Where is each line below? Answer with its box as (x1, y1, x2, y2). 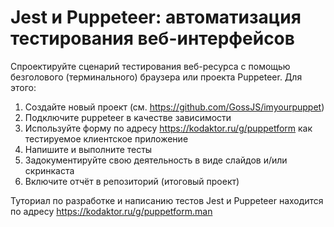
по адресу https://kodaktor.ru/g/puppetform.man (10, 205, 213, 217)
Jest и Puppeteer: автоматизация (10, 6, 302, 29)
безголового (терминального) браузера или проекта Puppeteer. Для (10, 71, 303, 83)
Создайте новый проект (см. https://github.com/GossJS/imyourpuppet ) (24, 101, 325, 113)
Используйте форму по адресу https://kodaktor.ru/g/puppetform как (24, 122, 313, 134)
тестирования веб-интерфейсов (10, 27, 295, 50)
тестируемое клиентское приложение (24, 132, 189, 145)
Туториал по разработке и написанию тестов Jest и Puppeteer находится (10, 194, 324, 206)
